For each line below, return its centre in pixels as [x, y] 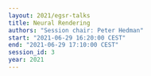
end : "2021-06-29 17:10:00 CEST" [64, 45]
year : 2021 [26, 60]
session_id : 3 [32, 52]
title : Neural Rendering [49, 23]
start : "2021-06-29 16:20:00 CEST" [67, 38]
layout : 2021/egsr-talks [49, 15]
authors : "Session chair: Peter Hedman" [76, 30]
